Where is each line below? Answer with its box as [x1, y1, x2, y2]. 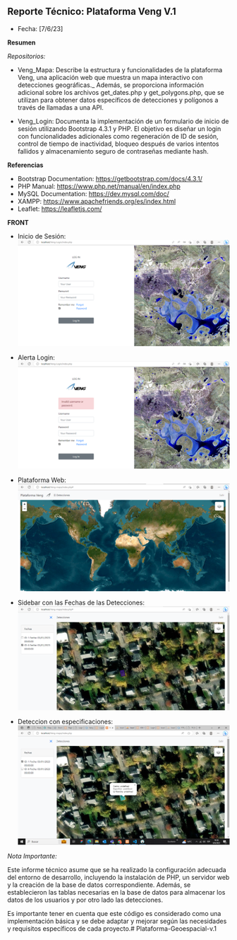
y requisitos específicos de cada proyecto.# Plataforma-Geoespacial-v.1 [7, 924, 217, 933]
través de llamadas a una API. [17, 103, 104, 112]
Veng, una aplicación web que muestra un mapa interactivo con [17, 73, 203, 81]
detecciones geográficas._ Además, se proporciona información [17, 81, 205, 89]
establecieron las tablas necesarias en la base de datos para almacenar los [7, 888, 226, 896]
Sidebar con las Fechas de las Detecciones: [17, 598, 145, 607]
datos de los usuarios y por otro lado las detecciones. [7, 895, 164, 904]
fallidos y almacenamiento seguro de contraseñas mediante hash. [17, 147, 209, 155]
